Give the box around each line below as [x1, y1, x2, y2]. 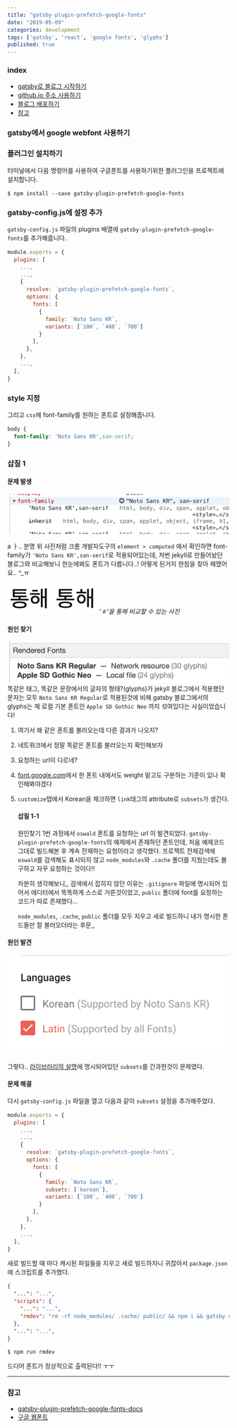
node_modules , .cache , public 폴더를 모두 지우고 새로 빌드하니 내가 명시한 [17, 912, 221, 920]
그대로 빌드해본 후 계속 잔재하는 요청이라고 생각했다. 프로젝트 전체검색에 [17, 847, 216, 855]
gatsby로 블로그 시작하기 [17, 82, 87, 91]
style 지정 [7, 393, 40, 403]
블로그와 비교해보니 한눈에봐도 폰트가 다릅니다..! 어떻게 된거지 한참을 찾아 [7, 559, 209, 568]
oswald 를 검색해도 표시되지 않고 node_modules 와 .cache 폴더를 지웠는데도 [17, 855, 220, 864]
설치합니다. [7, 175, 38, 183]
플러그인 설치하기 [7, 149, 63, 159]
